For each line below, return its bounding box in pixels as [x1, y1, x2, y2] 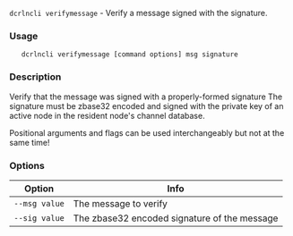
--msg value [13, 198, 65, 208]
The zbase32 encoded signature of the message [73, 212, 279, 224]
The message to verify [73, 197, 168, 209]
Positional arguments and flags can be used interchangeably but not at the [9, 127, 285, 138]
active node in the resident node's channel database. [9, 110, 205, 121]
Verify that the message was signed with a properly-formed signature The [9, 91, 283, 102]
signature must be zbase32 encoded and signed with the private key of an [9, 100, 284, 111]
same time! [9, 137, 51, 147]
